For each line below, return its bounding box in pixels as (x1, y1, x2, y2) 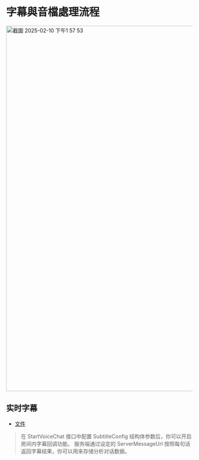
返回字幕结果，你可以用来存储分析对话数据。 (20, 448, 130, 455)
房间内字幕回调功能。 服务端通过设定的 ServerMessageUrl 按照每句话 (20, 440, 191, 447)
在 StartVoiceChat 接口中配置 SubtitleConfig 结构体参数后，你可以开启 (20, 433, 192, 440)
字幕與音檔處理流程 (6, 5, 100, 19)
